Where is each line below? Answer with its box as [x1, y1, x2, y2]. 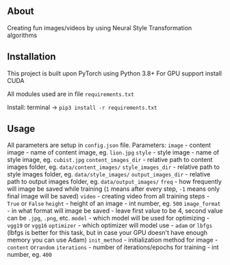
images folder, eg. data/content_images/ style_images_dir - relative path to [7, 163, 220, 171]
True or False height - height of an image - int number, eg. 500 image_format [7, 199, 221, 208]
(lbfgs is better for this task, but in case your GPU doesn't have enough [7, 229, 207, 237]
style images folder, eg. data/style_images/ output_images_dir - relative [7, 170, 211, 178]
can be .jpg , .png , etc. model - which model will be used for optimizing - [7, 214, 210, 222]
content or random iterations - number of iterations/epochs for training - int [7, 243, 219, 251]
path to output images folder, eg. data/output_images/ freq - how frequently [7, 178, 222, 186]
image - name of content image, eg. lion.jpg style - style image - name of [7, 148, 220, 157]
